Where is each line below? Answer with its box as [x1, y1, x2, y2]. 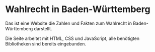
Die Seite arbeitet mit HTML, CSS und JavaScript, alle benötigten [5, 35, 140, 41]
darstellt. [34, 25, 52, 31]
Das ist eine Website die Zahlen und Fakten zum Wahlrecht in [5, 20, 132, 26]
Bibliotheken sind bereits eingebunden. [5, 40, 87, 46]
